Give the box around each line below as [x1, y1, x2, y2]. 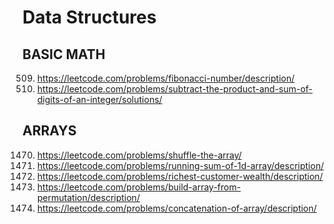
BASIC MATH [22, 46, 106, 63]
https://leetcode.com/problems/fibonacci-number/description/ [36, 72, 295, 84]
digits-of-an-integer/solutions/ [36, 94, 163, 105]
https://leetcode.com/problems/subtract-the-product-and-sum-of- [36, 83, 314, 95]
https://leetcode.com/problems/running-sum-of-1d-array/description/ [36, 159, 325, 171]
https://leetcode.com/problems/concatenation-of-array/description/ [36, 202, 317, 214]
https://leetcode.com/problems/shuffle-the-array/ [36, 149, 242, 161]
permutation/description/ [36, 191, 140, 203]
